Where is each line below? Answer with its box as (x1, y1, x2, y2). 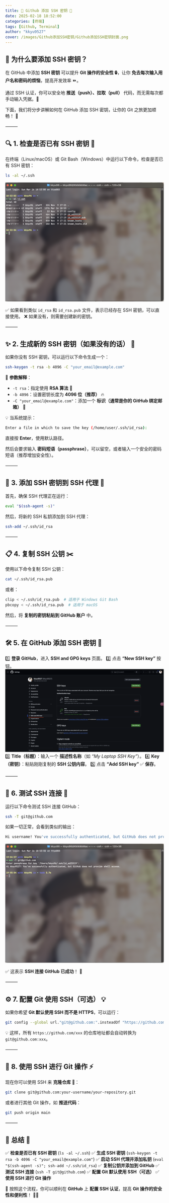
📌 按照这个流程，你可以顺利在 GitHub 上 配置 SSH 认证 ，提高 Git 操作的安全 (5, 1186, 162, 1192)
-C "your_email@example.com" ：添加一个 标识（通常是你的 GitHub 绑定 (12, 398, 158, 404)
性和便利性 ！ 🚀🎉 (5, 1192, 39, 1198)
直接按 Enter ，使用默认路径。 (5, 435, 67, 441)
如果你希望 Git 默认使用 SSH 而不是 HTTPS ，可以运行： (5, 1009, 120, 1015)
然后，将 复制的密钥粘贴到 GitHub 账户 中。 (5, 612, 96, 619)
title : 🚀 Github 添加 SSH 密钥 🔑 (5, 8, 72, 13)
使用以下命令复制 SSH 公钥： (5, 566, 65, 572)
